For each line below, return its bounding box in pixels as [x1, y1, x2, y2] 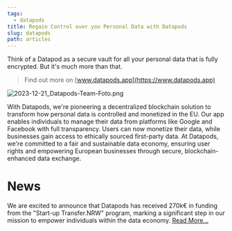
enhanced [7, 154, 36, 163]
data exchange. [37, 154, 82, 163]
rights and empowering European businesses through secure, [7, 147, 184, 155]
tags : [7, 10, 23, 17]
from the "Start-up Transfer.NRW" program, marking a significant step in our [7, 209, 225, 217]
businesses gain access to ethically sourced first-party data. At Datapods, [7, 132, 219, 141]
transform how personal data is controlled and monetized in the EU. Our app [7, 110, 225, 119]
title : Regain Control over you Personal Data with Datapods [7, 23, 188, 30]
